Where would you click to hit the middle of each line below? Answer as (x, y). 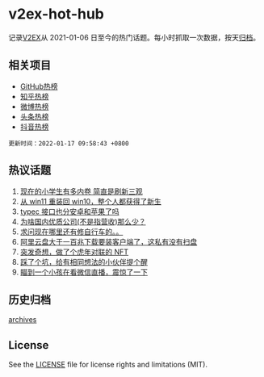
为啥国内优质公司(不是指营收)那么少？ (83, 221)
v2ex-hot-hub (57, 14)
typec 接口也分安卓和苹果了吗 (69, 212)
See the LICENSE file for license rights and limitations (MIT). (108, 365)
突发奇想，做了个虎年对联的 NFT (74, 252)
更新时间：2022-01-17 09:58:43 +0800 (69, 143)
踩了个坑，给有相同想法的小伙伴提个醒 (84, 262)
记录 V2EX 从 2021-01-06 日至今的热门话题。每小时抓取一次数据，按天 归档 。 (134, 37)
